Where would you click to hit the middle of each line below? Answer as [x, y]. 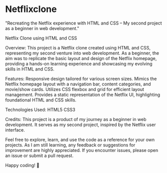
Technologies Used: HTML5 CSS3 [40, 109]
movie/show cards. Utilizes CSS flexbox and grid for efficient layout [75, 89]
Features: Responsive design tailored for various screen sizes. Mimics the [81, 78]
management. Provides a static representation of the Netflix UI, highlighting [83, 94]
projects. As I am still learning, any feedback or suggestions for [70, 145]
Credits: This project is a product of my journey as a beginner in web [76, 119]
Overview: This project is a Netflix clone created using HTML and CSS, [78, 47]
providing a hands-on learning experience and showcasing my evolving [79, 63]
